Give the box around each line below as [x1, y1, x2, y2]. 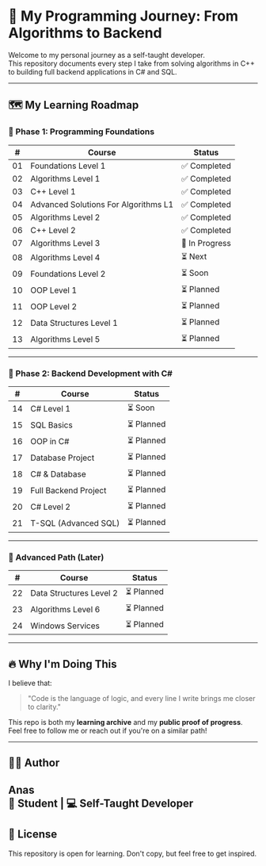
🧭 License [8, 828, 58, 841]
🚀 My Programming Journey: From [8, 7, 239, 25]
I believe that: [8, 678, 53, 688]
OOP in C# [30, 436, 70, 447]
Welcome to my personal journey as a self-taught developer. [8, 50, 206, 59]
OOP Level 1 [30, 285, 78, 296]
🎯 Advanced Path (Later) [8, 551, 104, 562]
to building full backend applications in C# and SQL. [8, 67, 177, 76]
